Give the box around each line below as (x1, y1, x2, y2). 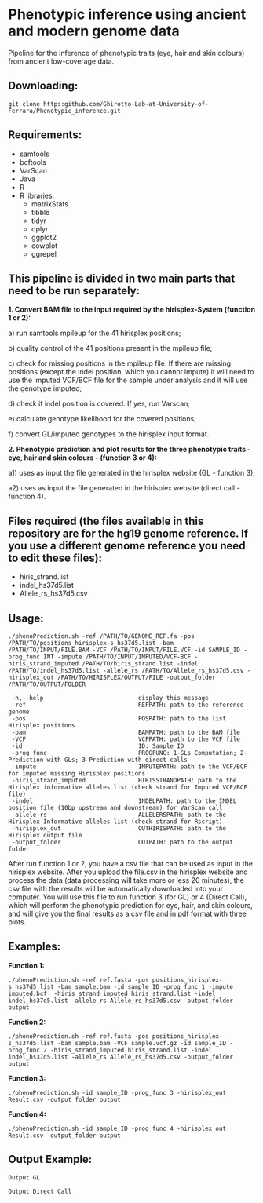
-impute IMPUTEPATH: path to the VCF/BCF (11, 763, 247, 771)
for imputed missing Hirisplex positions (8, 770, 146, 778)
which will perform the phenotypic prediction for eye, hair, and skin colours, (8, 901, 253, 910)
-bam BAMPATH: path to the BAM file (11, 728, 241, 736)
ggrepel (31, 249, 57, 258)
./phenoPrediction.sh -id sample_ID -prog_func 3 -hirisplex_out (8, 1088, 226, 1096)
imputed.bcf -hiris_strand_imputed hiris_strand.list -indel (8, 990, 216, 997)
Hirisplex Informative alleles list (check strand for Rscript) (8, 818, 223, 826)
